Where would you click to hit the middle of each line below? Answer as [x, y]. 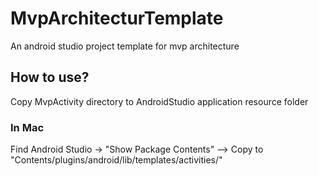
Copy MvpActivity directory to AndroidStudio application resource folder [159, 101]
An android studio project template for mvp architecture [125, 46]
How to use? [50, 77]
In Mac [27, 127]
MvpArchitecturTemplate [117, 18]
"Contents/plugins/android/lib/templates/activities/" [116, 160]
